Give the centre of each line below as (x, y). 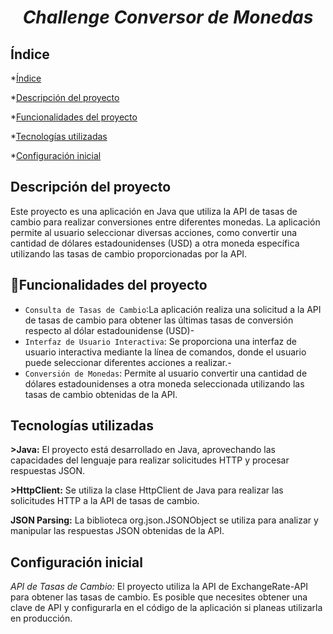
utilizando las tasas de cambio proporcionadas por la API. (129, 253)
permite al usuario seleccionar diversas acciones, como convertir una (154, 232)
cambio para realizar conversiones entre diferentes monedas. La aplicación (165, 222)
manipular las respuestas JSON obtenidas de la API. (117, 531)
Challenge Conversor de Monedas (168, 17)
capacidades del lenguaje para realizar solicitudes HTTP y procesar (150, 460)
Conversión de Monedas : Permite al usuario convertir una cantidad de (166, 373)
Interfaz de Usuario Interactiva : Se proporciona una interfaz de (160, 341)
